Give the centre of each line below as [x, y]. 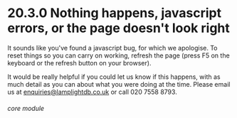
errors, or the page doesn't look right [118, 28]
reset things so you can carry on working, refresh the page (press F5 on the [118, 55]
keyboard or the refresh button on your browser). [79, 63]
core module [26, 108]
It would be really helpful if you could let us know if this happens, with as [114, 77]
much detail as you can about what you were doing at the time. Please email [119, 84]
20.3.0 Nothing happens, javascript [115, 13]
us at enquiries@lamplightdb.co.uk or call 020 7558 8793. [93, 92]
